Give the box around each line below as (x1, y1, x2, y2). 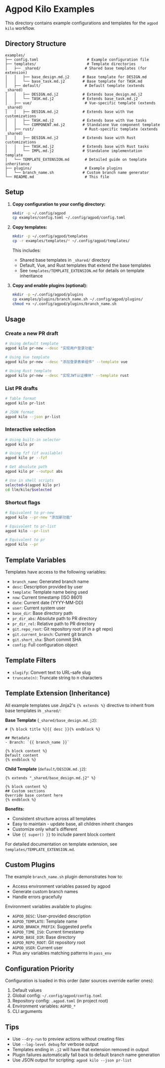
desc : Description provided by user (12, 583, 83, 589)
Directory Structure (5, 40, 67, 48)
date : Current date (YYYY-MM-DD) (12, 599, 83, 605)
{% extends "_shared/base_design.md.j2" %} (5, 776, 96, 781)
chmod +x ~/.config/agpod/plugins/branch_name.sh (12, 301, 117, 306)
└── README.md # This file (5, 174, 110, 179)
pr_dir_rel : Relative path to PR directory (12, 621, 95, 627)
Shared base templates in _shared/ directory (19, 257, 110, 263)
